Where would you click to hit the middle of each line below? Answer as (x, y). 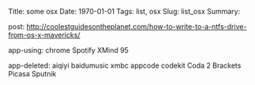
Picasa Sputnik (32, 74)
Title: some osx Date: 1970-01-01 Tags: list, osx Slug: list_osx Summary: (124, 11)
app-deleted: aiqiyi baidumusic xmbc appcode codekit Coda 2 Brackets (125, 65)
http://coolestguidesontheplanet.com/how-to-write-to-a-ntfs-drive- (137, 26)
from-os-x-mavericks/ (44, 35)
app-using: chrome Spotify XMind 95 (68, 50)
